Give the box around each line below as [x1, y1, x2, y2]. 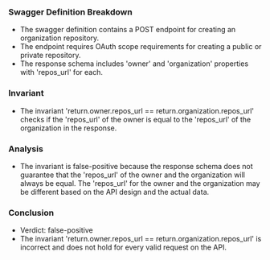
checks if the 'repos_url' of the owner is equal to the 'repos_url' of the [19, 114, 252, 124]
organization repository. [19, 33, 100, 43]
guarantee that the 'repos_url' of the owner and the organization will [19, 170, 245, 180]
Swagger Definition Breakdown [8, 6, 133, 18]
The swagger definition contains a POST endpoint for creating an [19, 25, 236, 35]
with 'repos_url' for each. [19, 68, 103, 77]
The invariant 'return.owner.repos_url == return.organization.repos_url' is [19, 234, 262, 244]
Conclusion [8, 207, 55, 218]
